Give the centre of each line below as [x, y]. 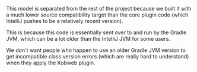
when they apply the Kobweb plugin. [51, 63]
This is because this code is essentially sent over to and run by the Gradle [96, 32]
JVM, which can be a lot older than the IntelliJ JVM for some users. [88, 39]
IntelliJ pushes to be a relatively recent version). [65, 21]
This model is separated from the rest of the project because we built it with [99, 9]
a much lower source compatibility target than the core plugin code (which [97, 15]
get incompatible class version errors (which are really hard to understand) [98, 56]
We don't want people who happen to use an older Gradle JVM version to [96, 50]
